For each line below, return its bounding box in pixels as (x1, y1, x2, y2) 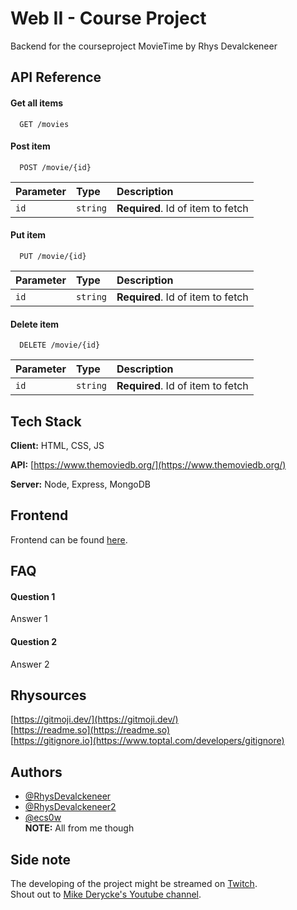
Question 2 (10, 635, 58, 647)
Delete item (10, 318, 60, 330)
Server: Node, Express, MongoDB (10, 478, 152, 490)
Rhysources (10, 687, 87, 704)
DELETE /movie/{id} (19, 340, 101, 351)
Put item (10, 229, 47, 241)
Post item (10, 140, 51, 152)
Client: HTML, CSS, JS (10, 439, 105, 451)
